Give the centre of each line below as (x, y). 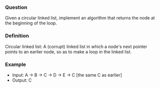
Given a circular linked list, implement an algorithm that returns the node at (80, 18)
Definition (17, 36)
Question (16, 7)
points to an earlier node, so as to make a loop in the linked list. (68, 52)
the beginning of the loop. (31, 23)
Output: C (22, 80)
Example (16, 64)
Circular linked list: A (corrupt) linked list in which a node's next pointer (76, 46)
